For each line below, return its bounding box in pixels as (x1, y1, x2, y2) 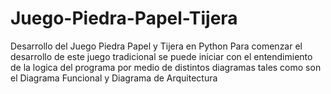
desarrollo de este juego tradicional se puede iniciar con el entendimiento (10, 50, 313, 62)
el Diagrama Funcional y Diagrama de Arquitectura (10, 72, 218, 84)
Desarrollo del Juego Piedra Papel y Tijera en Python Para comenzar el (10, 40, 303, 52)
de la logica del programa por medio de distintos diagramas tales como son (10, 61, 322, 73)
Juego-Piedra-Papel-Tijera (10, 7, 238, 30)
